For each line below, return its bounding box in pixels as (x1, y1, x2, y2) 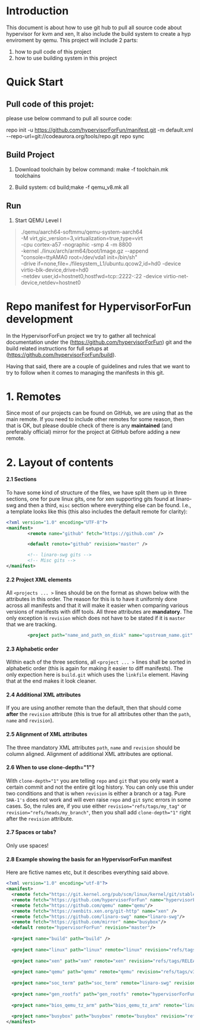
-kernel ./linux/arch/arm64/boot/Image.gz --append (20, 247, 149, 254)
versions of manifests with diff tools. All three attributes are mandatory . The (6, 608, 193, 615)
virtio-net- (163, 272, 189, 279)
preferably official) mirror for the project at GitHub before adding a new (6, 428, 180, 435)
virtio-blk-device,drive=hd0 (20, 266, 89, 273)
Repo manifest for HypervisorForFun (6, 300, 192, 313)
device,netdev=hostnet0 (20, 279, 82, 286)
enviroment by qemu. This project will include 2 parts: (6, 36, 138, 43)
